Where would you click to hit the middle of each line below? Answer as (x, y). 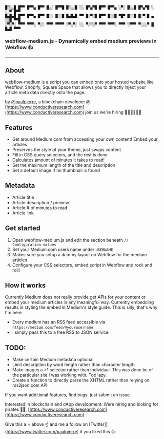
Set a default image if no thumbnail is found (56, 170)
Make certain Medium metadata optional (53, 360)
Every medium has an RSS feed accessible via (59, 322)
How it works (25, 285)
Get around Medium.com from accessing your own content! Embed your (85, 139)
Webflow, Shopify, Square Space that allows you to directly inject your (76, 87)
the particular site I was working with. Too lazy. (59, 375)
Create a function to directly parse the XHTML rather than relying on (81, 380)
